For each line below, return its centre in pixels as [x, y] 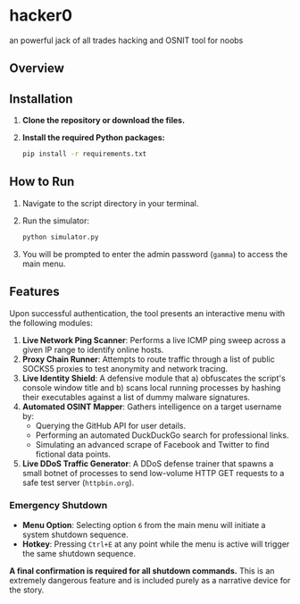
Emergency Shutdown [58, 506]
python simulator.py [60, 237]
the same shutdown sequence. [79, 553]
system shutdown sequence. [75, 534]
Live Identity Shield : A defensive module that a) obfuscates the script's [154, 378]
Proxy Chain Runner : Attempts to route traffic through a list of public [148, 359]
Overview [37, 68]
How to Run [42, 182]
